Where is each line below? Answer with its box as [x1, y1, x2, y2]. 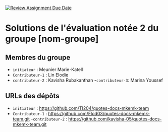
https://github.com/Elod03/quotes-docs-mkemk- [47, 110, 150, 116]
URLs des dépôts [5, 92, 60, 100]
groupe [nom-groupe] [5, 33, 99, 45]
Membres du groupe [5, 53, 71, 61]
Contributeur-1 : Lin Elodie [12, 72, 69, 78]
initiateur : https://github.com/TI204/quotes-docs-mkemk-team [12, 105, 149, 111]
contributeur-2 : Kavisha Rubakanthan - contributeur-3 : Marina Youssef [12, 77, 163, 83]
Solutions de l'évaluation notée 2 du [5, 23, 159, 34]
